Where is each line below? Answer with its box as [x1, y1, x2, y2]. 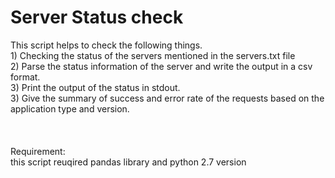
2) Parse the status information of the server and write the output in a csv [10, 60, 313, 72]
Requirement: [10, 145, 66, 157]
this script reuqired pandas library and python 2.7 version [10, 156, 247, 168]
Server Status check [10, 6, 184, 29]
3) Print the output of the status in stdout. [10, 81, 181, 93]
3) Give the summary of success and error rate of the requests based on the [10, 92, 325, 104]
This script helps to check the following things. [10, 39, 203, 51]
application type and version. [10, 102, 130, 115]
